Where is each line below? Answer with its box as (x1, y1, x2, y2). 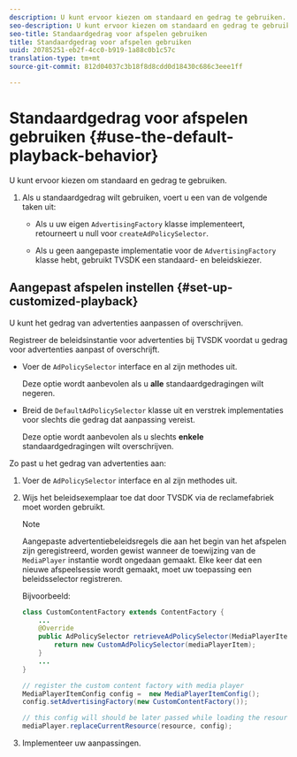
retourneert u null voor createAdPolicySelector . (34, 227, 209, 239)
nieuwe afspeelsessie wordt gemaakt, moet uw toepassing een (21, 563, 252, 575)
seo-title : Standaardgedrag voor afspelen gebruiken (9, 29, 208, 38)
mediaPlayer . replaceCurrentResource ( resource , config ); (21, 722, 232, 730)
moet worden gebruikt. (21, 501, 106, 512)
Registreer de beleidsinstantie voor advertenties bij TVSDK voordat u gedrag (9, 334, 288, 345)
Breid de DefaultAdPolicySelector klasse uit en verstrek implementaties (21, 404, 285, 416)
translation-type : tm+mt (9, 54, 101, 63)
